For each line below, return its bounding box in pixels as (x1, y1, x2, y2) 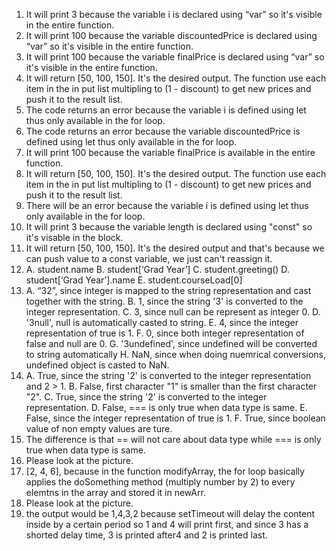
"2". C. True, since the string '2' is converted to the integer (25, 391, 268, 403)
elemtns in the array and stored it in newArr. (25, 487, 206, 498)
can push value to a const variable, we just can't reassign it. (25, 253, 273, 264)
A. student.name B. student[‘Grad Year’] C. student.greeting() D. (25, 264, 290, 275)
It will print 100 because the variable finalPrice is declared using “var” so (25, 51, 325, 63)
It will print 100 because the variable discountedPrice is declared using (25, 30, 318, 41)
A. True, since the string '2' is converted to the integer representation (25, 370, 312, 381)
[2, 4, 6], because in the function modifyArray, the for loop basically (25, 465, 306, 477)
